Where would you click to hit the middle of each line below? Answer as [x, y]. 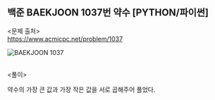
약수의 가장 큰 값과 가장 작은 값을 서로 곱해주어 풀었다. [81, 89]
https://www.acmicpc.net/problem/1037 [65, 39]
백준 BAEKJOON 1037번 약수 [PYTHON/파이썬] [108, 13]
